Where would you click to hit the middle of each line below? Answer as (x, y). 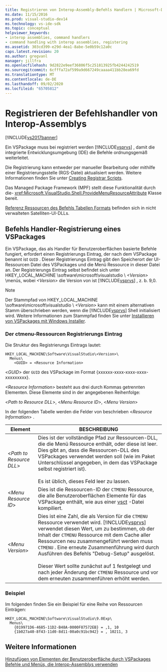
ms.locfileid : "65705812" (32, 88)
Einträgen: (16, 609)
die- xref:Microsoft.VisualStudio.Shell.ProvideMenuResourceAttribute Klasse (83, 193)
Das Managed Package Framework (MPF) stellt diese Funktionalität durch (80, 188)
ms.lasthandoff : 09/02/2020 (34, 84)
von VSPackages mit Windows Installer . (45, 321)
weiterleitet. (17, 158)
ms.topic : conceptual (28, 28)
